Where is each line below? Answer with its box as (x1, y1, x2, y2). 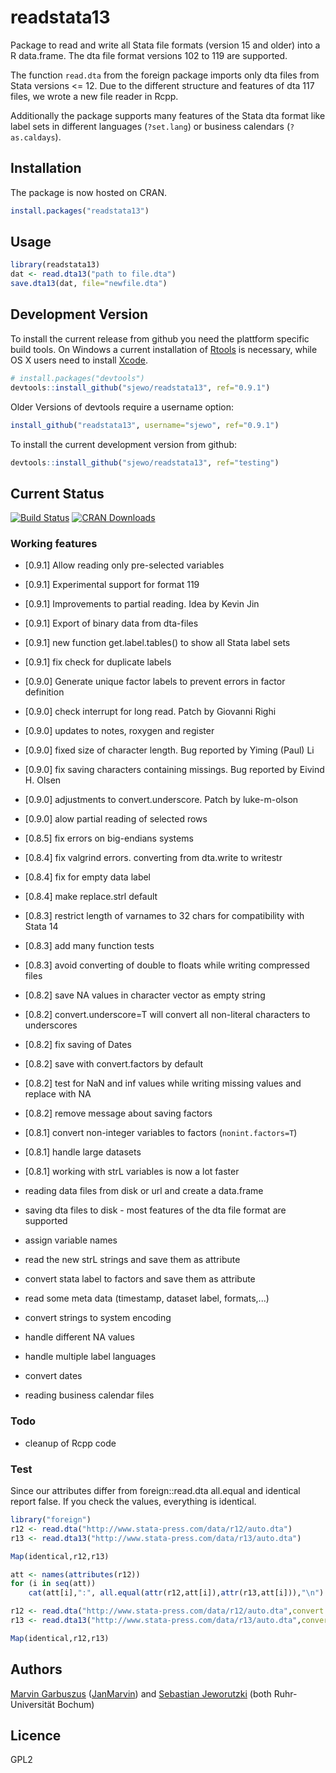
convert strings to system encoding (24, 1312, 172, 1324)
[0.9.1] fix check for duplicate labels (24, 656, 172, 668)
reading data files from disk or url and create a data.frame (24, 1185, 264, 1197)
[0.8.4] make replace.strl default (24, 891, 158, 903)
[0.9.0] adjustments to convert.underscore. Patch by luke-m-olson (24, 794, 299, 806)
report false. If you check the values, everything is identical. (10, 1496, 257, 1508)
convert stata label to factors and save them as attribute (24, 1273, 256, 1285)
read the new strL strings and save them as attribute (24, 1254, 241, 1266)
